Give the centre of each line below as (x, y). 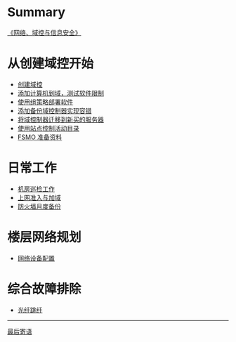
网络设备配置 (36, 258)
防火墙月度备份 (39, 206)
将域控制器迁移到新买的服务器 (60, 119)
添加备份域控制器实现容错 (54, 110)
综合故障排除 (45, 289)
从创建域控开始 (51, 64)
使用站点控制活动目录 (48, 128)
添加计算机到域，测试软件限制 (60, 93)
